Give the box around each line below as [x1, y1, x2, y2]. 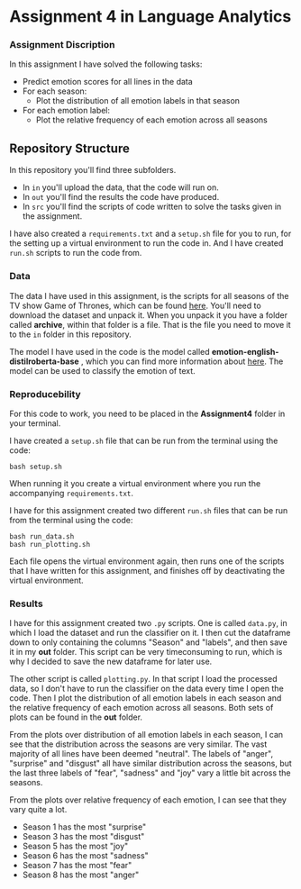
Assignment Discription [9, 39, 115, 51]
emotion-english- [211, 346, 279, 357]
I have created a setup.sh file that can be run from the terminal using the [9, 435, 278, 446]
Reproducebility [9, 387, 81, 400]
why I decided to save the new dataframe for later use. [9, 656, 213, 667]
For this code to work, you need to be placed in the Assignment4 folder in [9, 408, 286, 419]
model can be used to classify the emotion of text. [9, 365, 196, 376]
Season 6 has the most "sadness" [22, 850, 149, 861]
